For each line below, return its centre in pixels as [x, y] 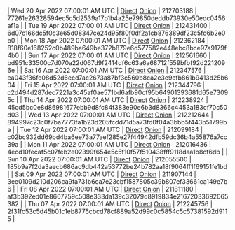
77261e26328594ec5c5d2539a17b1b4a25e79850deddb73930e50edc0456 [116, 18]
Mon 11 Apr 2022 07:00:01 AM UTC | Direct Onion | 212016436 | [120, 144]
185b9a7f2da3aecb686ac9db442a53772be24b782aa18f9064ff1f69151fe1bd [117, 167]
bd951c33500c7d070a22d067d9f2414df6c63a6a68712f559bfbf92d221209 [116, 63]
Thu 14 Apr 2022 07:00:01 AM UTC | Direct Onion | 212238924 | [116, 100]
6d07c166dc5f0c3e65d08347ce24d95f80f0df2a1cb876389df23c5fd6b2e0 [116, 33]
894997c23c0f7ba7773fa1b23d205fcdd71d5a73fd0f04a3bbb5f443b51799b [117, 122]
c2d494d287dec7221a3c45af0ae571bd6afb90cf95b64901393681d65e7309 [118, 92]
